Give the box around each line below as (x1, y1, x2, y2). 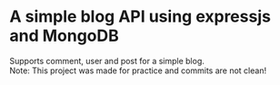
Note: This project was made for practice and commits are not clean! (9, 65, 266, 76)
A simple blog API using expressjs (9, 6, 271, 27)
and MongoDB (9, 25, 120, 46)
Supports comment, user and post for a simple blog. (9, 55, 205, 66)
